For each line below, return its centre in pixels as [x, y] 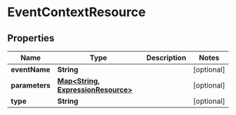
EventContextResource [77, 12]
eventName [31, 69]
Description [166, 58]
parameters [31, 85]
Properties [31, 38]
